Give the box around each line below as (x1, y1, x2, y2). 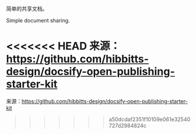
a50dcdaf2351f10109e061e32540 (109, 116, 191, 123)
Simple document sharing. (6, 17, 70, 24)
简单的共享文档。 (6, 5, 48, 12)
